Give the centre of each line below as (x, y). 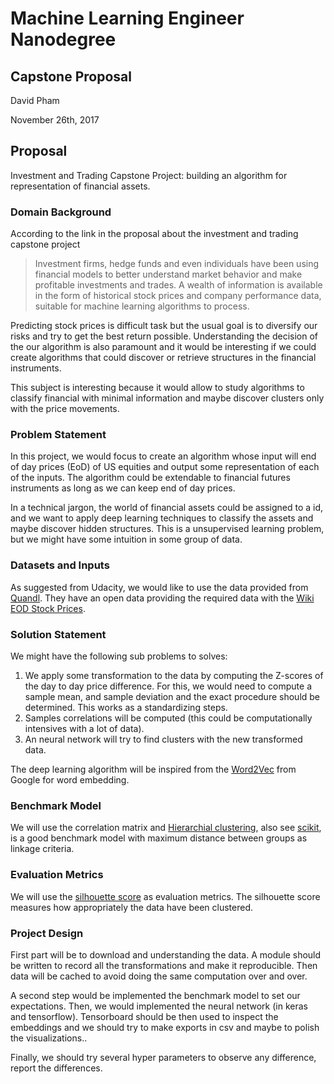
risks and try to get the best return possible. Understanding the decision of (164, 336)
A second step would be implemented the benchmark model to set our (155, 995)
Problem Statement (58, 435)
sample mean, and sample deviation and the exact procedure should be (172, 696)
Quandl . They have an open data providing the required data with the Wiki (162, 598)
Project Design (47, 933)
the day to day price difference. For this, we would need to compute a (168, 686)
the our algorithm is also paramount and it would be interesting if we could (163, 347)
